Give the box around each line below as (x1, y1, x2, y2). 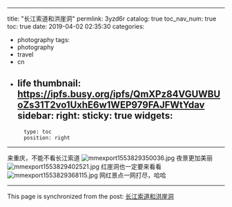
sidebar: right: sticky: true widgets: (17, 110, 173, 121)
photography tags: (17, 36, 70, 43)
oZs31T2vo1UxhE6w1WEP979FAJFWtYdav (17, 99, 205, 111)
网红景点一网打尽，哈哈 (99, 170, 166, 179)
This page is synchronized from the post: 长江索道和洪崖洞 (7, 192, 174, 200)
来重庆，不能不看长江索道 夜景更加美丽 (7, 153, 213, 162)
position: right (23, 134, 70, 141)
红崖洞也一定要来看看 (101, 162, 162, 170)
